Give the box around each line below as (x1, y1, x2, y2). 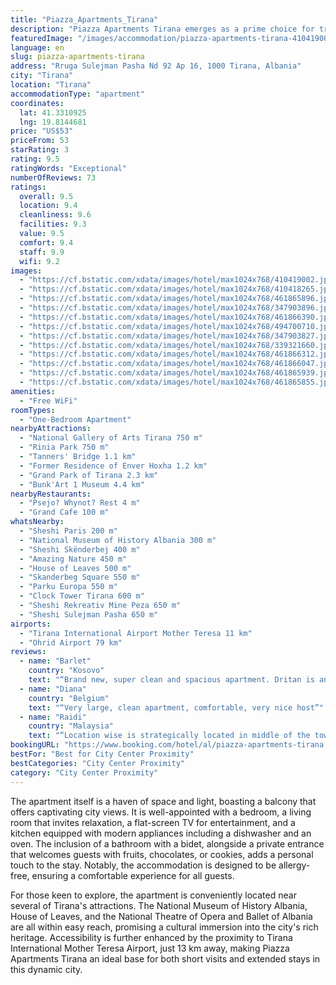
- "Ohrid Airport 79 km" (19, 637, 123, 648)
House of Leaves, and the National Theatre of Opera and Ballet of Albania (10, 910, 313, 922)
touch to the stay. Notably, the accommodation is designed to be (10, 859, 277, 871)
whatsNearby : (10, 517, 65, 527)
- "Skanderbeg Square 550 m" (19, 572, 141, 583)
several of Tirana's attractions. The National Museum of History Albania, (10, 899, 308, 911)
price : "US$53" (10, 126, 74, 136)
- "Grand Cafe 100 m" (19, 507, 110, 518)
